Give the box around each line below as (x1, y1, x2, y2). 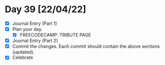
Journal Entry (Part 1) (12, 20, 57, 26)
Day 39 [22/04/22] (5, 4, 87, 15)
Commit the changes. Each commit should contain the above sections (12, 43, 160, 49)
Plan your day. (12, 26, 43, 32)
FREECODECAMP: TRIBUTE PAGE (19, 32, 92, 38)
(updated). (12, 49, 35, 55)
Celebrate (12, 54, 34, 60)
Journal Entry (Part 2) (12, 38, 58, 44)
